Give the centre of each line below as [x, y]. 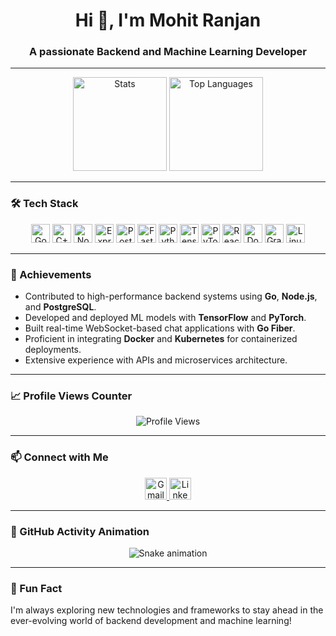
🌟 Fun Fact [36, 588]
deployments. [53, 350]
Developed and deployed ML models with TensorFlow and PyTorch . [165, 318]
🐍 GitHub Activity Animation [80, 531]
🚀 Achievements [51, 274]
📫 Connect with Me [59, 457]
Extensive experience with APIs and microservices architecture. [156, 360]
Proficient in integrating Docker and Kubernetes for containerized [161, 339]
